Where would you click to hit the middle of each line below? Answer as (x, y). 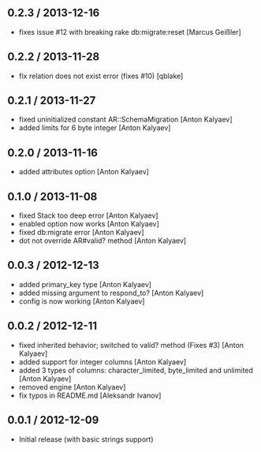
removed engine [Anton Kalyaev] (72, 387)
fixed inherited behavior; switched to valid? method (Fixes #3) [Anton (131, 345)
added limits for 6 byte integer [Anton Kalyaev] (95, 128)
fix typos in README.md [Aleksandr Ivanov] (90, 395)
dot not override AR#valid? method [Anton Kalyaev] (103, 241)
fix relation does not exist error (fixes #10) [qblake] (101, 76)
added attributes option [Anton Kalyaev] (84, 172)
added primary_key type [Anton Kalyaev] (85, 284)
